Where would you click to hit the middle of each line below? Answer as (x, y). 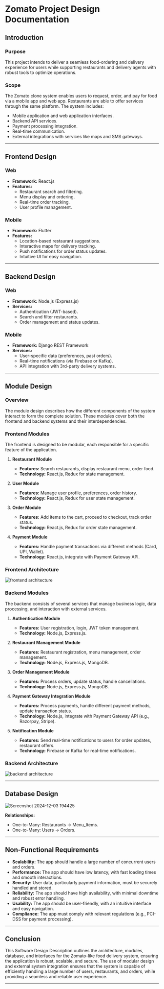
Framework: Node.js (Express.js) (45, 301)
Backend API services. (35, 121)
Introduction (24, 37)
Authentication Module (36, 618)
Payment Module (30, 537)
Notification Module (33, 730)
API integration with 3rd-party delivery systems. (68, 366)
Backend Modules (27, 593)
